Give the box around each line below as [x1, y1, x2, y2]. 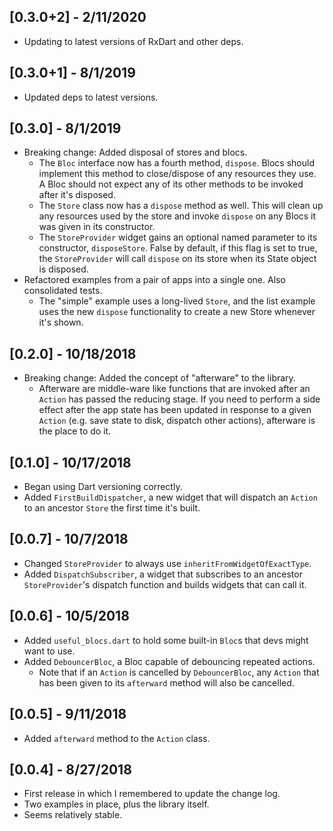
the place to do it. [38, 425, 112, 437]
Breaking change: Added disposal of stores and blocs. [23, 146, 248, 159]
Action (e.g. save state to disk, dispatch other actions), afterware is [38, 415, 316, 427]
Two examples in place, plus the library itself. [23, 798, 210, 810]
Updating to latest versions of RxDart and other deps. [23, 35, 244, 47]
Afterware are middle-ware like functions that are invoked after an [38, 383, 311, 395]
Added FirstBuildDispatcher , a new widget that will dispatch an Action [23, 491, 318, 504]
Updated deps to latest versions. [23, 91, 159, 103]
